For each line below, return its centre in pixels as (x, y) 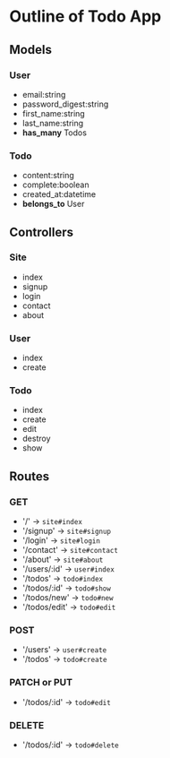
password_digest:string (65, 104)
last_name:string (53, 123)
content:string (48, 176)
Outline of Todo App (85, 17)
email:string (44, 94)
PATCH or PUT (41, 683)
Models (30, 50)
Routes (30, 476)
